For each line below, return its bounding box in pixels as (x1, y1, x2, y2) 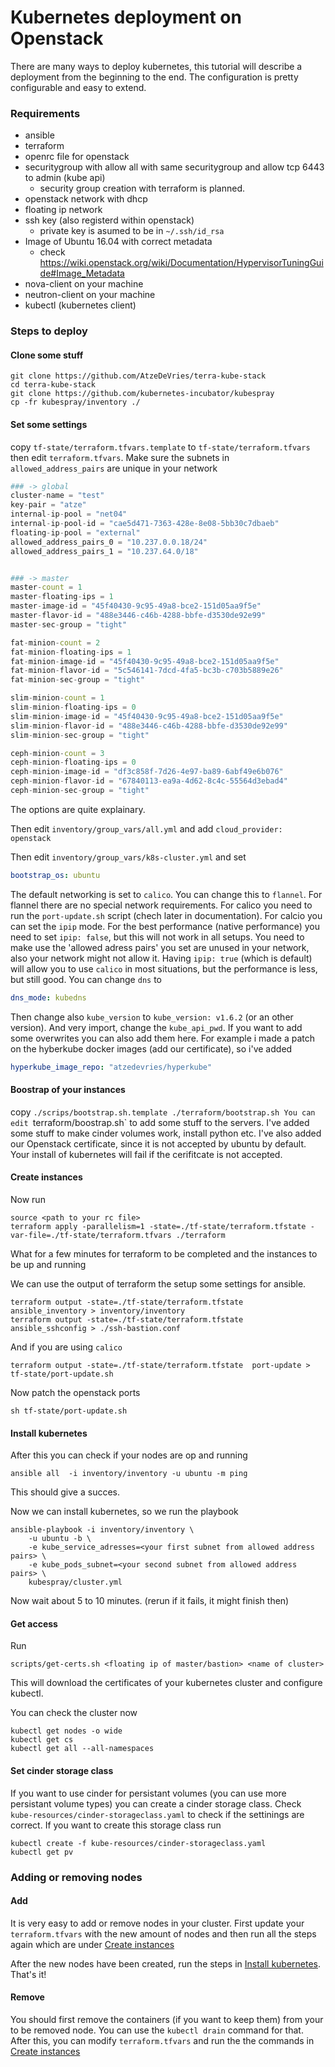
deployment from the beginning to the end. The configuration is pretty (10, 71, 299, 83)
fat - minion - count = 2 (10, 637, 101, 648)
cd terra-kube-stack (10, 380, 97, 390)
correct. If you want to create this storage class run (10, 1819, 222, 1831)
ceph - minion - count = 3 (10, 748, 105, 758)
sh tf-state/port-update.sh (10, 1406, 128, 1416)
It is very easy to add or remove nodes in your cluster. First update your (10, 1917, 305, 1929)
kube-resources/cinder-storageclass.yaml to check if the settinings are (10, 1808, 305, 1820)
